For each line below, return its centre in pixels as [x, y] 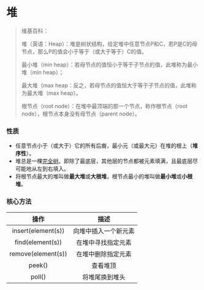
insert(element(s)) [38, 230]
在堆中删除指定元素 [104, 254]
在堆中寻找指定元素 [104, 242]
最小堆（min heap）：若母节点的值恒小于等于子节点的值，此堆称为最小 [109, 65]
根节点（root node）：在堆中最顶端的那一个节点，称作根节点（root [104, 106]
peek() [38, 265]
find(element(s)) [38, 242]
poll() [38, 276]
